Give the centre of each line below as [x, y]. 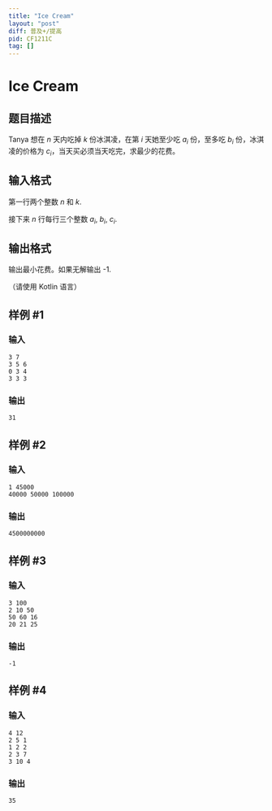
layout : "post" [34, 24]
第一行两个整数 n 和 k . [45, 202]
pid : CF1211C [30, 39]
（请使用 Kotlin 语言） [45, 287]
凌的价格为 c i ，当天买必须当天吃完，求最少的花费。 [94, 152]
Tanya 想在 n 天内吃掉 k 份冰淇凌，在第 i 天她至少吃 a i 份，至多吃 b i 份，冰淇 [136, 141]
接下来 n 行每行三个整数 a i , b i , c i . [63, 220]
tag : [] [22, 46]
